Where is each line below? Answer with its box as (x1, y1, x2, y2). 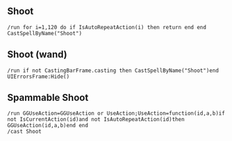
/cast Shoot (7, 128, 42, 135)
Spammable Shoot (7, 92, 89, 104)
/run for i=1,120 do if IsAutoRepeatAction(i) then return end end (7, 23, 207, 30)
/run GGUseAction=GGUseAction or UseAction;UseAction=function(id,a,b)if (7, 110, 226, 117)
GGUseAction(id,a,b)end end (7, 122, 89, 129)
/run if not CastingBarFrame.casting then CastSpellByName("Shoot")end (7, 67, 219, 74)
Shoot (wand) (7, 48, 67, 61)
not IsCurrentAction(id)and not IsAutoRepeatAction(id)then (7, 116, 185, 123)
